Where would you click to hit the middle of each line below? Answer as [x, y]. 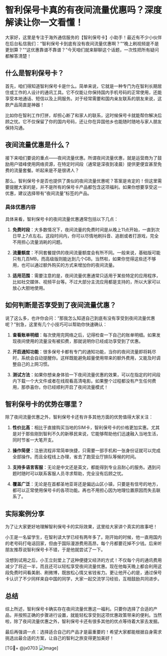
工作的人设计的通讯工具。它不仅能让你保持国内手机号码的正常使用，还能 [88, 92]
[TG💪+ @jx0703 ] [32, 648]
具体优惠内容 [21, 207]
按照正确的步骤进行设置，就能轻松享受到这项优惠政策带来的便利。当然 [90, 615]
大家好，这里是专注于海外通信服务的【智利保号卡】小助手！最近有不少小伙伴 [83, 37]
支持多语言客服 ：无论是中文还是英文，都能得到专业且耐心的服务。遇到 [84, 467]
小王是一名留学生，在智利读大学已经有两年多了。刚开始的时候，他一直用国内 [83, 537]
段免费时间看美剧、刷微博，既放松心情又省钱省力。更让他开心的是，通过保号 [83, 573]
